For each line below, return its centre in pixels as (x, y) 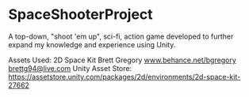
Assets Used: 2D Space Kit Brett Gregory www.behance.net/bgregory (122, 60)
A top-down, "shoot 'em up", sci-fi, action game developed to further (121, 36)
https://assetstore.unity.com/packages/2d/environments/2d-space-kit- (125, 76)
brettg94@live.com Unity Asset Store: (70, 68)
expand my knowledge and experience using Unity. (92, 44)
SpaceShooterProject (80, 15)
